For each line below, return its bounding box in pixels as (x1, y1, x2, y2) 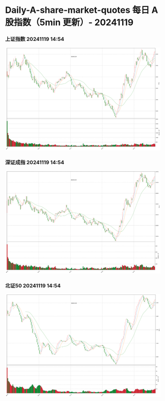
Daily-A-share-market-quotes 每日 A (5, 4, 159, 16)
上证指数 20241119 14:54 (5, 36, 65, 42)
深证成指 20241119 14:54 (5, 159, 65, 166)
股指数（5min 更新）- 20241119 (5, 17, 134, 28)
